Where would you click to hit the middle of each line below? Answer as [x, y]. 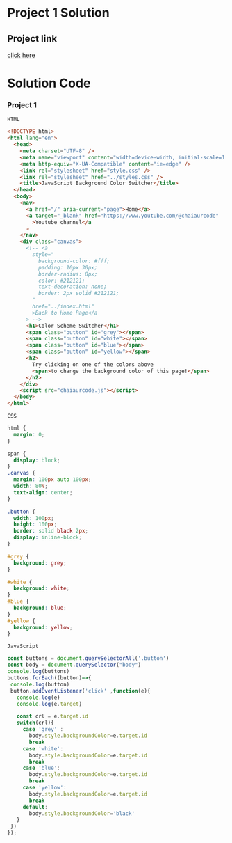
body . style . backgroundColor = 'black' [82, 813]
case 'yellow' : [45, 788]
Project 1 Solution [58, 13]
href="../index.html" [64, 307]
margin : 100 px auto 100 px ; [52, 480]
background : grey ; [40, 563]
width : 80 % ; [31, 486]
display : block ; [37, 460]
